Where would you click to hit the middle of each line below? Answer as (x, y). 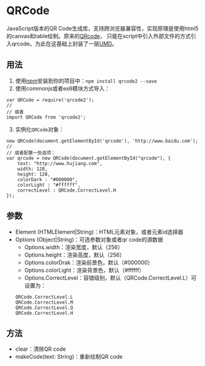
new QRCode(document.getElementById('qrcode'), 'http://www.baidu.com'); (102, 141)
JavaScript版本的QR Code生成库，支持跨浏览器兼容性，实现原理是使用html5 (102, 28)
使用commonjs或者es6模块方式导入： (62, 88)
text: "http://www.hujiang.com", (60, 163)
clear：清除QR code (40, 349)
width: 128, (32, 169)
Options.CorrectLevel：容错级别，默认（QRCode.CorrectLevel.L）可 (110, 278)
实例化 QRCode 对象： (39, 129)
